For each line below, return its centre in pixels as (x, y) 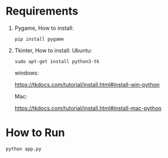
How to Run (35, 133)
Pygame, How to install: (44, 28)
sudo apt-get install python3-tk (57, 61)
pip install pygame (39, 39)
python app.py (24, 149)
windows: (26, 73)
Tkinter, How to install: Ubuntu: (53, 50)
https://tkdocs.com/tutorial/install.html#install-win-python (87, 84)
